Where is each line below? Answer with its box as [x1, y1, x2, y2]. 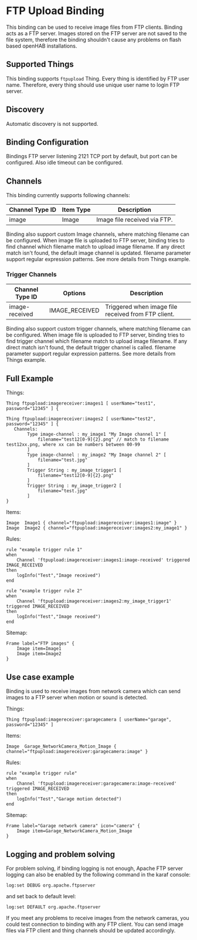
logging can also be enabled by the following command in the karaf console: [6, 871, 191, 878]
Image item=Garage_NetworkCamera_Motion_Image [16, 828, 133, 834]
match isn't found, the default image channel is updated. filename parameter [6, 249, 191, 256]
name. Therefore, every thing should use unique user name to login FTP [6, 81, 180, 88]
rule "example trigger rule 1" [6, 547, 83, 553]
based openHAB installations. [6, 42, 77, 49]
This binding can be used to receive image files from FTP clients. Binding [6, 24, 183, 31]
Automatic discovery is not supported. [6, 120, 98, 127]
